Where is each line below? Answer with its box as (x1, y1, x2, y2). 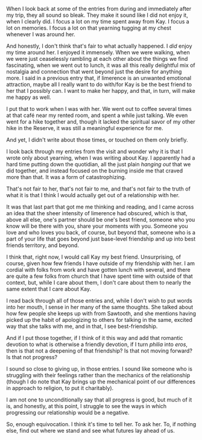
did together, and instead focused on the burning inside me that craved (6, 167, 183, 174)
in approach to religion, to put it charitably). (6, 385, 114, 391)
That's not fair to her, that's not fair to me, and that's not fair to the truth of (6, 185, 191, 192)
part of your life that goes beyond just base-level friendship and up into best (6, 235, 196, 242)
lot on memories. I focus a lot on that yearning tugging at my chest (6, 24, 172, 31)
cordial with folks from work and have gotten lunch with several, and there (6, 266, 191, 273)
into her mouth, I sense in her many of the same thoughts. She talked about (6, 304, 194, 310)
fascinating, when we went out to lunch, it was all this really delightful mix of (6, 61, 196, 69)
